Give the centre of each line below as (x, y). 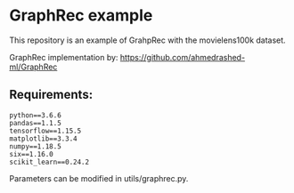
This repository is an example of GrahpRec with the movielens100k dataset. (148, 40)
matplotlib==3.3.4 (43, 139)
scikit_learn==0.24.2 (49, 162)
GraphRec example (81, 16)
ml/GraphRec (33, 67)
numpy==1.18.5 (36, 146)
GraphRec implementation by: (64, 57)
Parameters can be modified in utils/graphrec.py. (99, 178)
